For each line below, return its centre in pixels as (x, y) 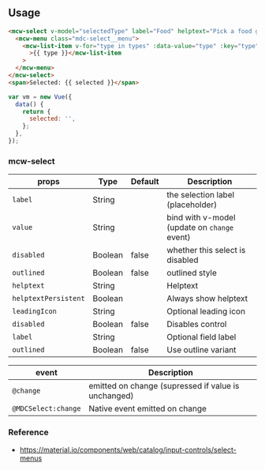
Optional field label (202, 337)
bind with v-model (201, 218)
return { (37, 111)
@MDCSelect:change (47, 409)
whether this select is (206, 250)
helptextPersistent (49, 299)
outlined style (192, 273)
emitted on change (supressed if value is (164, 386)
